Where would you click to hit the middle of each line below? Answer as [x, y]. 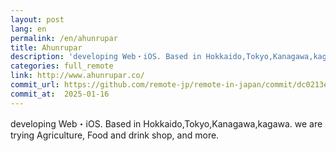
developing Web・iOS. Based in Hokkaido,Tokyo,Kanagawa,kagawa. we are [166, 123]
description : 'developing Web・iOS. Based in [106, 57]
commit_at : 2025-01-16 [60, 94]
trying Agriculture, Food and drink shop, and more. [115, 135]
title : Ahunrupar [46, 47]
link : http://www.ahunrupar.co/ [77, 76]
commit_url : [35, 85]
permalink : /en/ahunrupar [64, 38]
